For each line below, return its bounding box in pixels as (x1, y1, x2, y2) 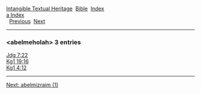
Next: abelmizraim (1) (6, 82, 59, 89)
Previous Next (8, 18, 45, 24)
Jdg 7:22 (6, 52, 28, 59)
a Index (6, 11, 25, 18)
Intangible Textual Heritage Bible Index (6, 5, 105, 12)
